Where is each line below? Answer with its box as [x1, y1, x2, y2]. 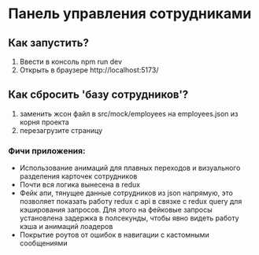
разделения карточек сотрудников [19, 172, 138, 181]
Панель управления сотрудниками [8, 5, 252, 23]
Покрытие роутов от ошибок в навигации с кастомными [19, 230, 210, 240]
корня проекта [19, 117, 69, 127]
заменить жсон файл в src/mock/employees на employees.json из [19, 109, 239, 118]
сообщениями [19, 238, 68, 248]
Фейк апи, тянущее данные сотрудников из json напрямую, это [19, 188, 234, 198]
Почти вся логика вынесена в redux [19, 180, 140, 190]
